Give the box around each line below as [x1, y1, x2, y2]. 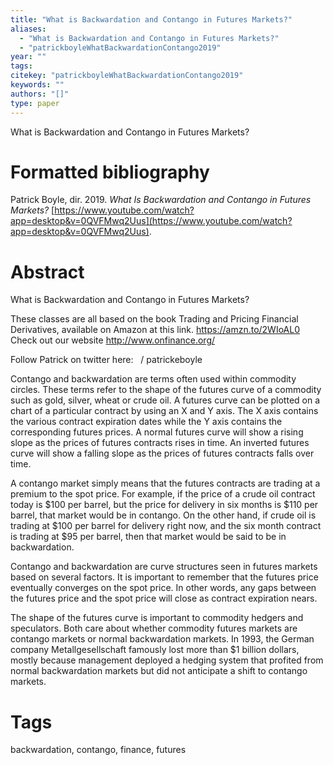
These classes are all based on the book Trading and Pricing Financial [10, 313, 299, 325]
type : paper [10, 98, 60, 108]
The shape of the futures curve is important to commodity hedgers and [10, 612, 304, 624]
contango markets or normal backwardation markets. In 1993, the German [10, 633, 315, 645]
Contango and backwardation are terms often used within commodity [10, 373, 297, 385]
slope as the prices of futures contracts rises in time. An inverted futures [10, 437, 310, 449]
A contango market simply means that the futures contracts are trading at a [10, 477, 321, 490]
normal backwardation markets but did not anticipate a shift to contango [10, 665, 308, 677]
